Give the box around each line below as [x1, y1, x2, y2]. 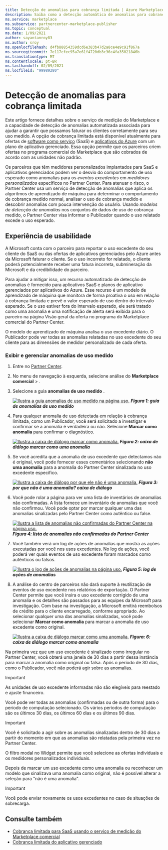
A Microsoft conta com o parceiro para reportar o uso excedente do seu [5, 245, 153, 251]
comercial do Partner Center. [5, 319, 65, 325]
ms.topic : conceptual [5, 26, 50, 31]
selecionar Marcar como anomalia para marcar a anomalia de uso [12, 619, 149, 625]
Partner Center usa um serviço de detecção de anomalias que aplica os [5, 185, 153, 191]
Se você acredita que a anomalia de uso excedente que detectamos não [12, 454, 161, 460]
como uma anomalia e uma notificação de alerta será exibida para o [5, 308, 145, 314]
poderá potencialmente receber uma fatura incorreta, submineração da [5, 261, 152, 267]
